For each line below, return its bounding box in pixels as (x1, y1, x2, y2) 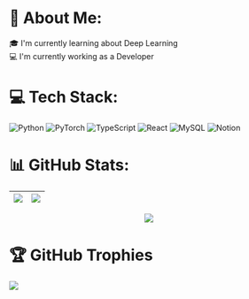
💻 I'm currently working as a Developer (9, 50, 155, 61)
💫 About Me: (9, 8, 103, 28)
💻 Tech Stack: (9, 88, 119, 107)
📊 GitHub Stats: (9, 155, 130, 175)
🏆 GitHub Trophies (9, 245, 153, 264)
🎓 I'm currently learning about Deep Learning (9, 37, 179, 48)
